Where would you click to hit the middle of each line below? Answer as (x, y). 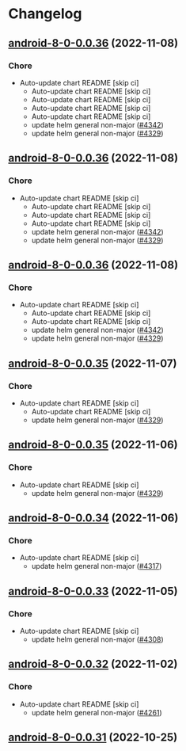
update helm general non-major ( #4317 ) (97, 566)
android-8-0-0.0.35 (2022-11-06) (93, 445)
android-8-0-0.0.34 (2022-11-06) (93, 518)
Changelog (45, 14)
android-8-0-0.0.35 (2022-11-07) (93, 363)
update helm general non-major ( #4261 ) (97, 712)
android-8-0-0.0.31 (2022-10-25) (93, 738)
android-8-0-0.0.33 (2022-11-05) (93, 591)
